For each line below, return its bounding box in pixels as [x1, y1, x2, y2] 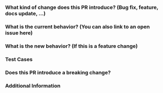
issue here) [5, 29, 33, 36]
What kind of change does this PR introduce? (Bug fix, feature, [5, 4, 159, 11]
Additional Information [5, 82, 61, 89]
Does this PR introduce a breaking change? [5, 69, 111, 76]
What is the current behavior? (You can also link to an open [5, 23, 150, 30]
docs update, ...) [5, 10, 46, 17]
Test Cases [5, 56, 33, 62]
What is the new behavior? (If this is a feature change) [5, 42, 138, 49]
